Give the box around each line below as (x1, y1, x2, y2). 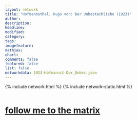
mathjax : (5, 48, 23, 52)
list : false (5, 66, 29, 71)
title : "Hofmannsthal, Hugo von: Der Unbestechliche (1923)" (5, 12, 132, 17)
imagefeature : (5, 43, 34, 48)
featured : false (5, 61, 38, 66)
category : (5, 34, 25, 39)
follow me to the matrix (5, 105, 100, 116)
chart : (5, 52, 19, 57)
